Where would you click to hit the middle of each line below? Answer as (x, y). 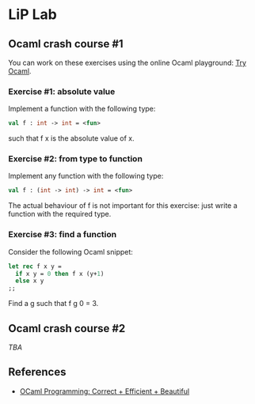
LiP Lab (32, 15)
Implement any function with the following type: (86, 176)
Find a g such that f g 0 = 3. (53, 304)
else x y (30, 281)
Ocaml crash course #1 (66, 44)
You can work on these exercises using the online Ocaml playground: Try (127, 62)
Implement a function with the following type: (82, 109)
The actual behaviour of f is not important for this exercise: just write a (123, 206)
